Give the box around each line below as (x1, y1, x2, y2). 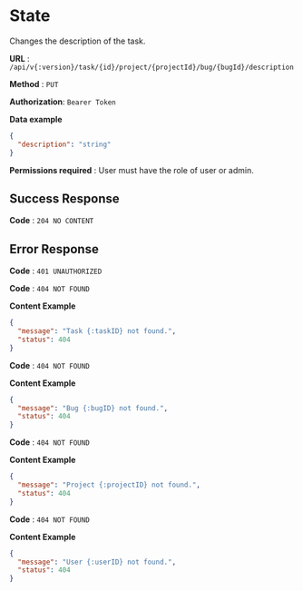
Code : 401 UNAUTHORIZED (9, 265, 103, 277)
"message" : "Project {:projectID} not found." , (17, 480, 201, 490)
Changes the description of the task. (9, 35, 146, 46)
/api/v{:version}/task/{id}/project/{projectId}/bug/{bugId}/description (9, 63, 295, 72)
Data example (9, 113, 63, 124)
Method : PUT (9, 78, 59, 89)
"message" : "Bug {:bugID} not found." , (17, 403, 169, 413)
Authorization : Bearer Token (9, 96, 116, 107)
